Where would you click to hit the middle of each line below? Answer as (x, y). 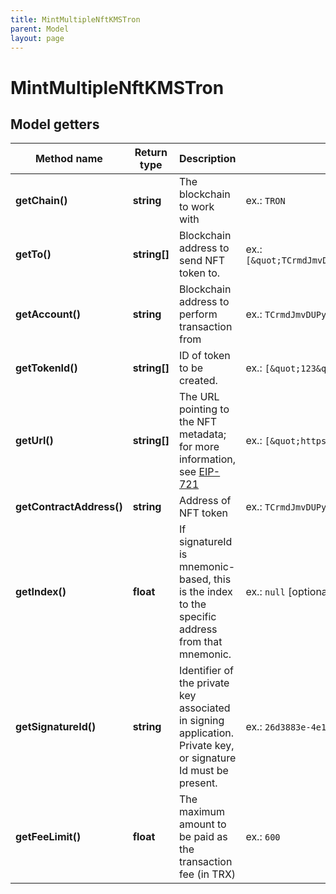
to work (196, 207)
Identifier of (206, 671)
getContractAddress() (69, 507)
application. (206, 733)
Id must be (203, 771)
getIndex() (41, 592)
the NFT (198, 422)
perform (198, 314)
